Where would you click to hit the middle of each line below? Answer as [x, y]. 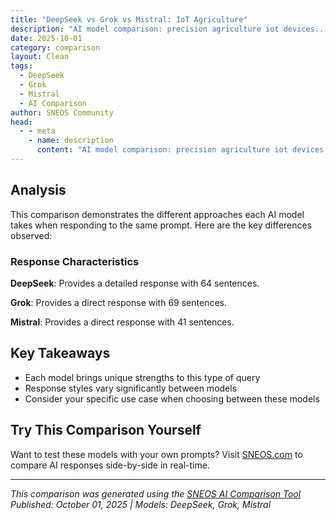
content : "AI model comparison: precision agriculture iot [162, 150]
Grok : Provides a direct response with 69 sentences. [118, 302]
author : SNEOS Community [62, 112]
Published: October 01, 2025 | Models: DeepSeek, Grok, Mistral [141, 504]
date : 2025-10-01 [46, 38]
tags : [21, 66]
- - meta [37, 131]
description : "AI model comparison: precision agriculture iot [145, 29]
